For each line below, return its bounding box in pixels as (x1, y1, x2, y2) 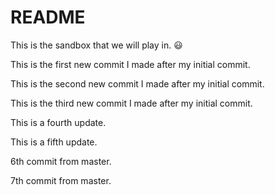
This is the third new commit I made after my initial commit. (10, 97, 253, 109)
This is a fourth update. (10, 116, 107, 128)
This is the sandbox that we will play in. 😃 (10, 39, 183, 51)
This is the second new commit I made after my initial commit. (10, 77, 265, 90)
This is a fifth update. (10, 136, 98, 148)
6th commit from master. (10, 155, 112, 167)
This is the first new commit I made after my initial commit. (10, 58, 251, 70)
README (10, 6, 86, 29)
